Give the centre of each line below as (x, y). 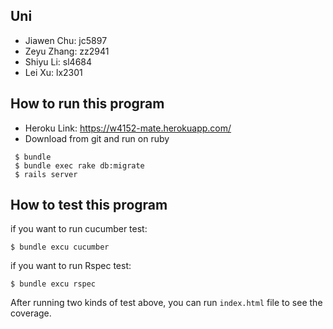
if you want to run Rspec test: (71, 266)
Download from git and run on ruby (97, 138)
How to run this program (87, 104)
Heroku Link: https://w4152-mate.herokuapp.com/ (128, 128)
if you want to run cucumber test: (79, 229)
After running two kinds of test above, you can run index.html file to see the (166, 303)
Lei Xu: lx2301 (53, 72)
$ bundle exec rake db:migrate (79, 165)
